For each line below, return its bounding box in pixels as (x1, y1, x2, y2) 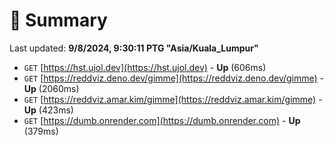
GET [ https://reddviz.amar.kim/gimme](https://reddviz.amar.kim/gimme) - (23, 93, 323, 105)
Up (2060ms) (23, 82, 80, 94)
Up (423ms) (23, 104, 74, 116)
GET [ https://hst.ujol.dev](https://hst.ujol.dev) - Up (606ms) (23, 61, 267, 73)
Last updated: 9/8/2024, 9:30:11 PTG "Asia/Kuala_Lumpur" (9, 42, 259, 54)
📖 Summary (9, 9, 108, 32)
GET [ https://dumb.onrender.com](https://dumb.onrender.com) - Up (23, 114, 301, 126)
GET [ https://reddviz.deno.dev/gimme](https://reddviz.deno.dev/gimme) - (23, 72, 325, 84)
